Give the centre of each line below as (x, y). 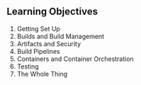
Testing (28, 66)
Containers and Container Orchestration (75, 59)
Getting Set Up (39, 28)
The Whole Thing (42, 74)
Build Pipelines (39, 51)
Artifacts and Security (49, 44)
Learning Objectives (52, 12)
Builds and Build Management (60, 36)
